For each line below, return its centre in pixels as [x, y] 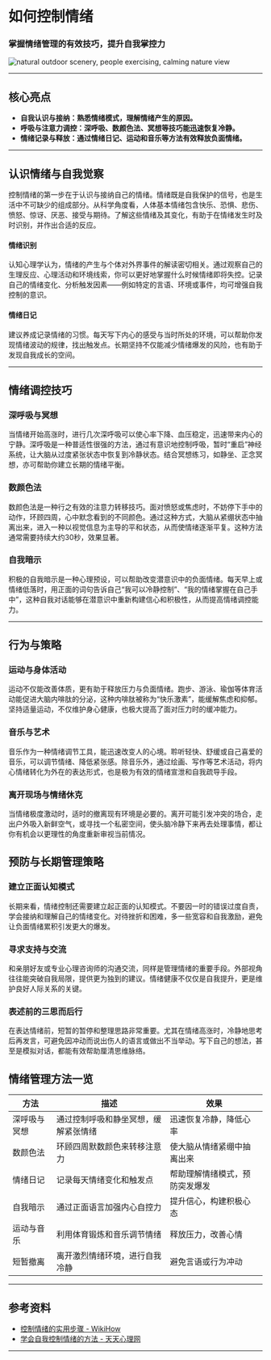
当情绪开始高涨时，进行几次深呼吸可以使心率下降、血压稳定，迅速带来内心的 [135, 434]
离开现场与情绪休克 [46, 795]
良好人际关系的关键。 [50, 989]
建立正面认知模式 [42, 887]
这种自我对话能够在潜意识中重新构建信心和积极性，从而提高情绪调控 [139, 599]
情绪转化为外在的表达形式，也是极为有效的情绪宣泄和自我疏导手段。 [128, 771]
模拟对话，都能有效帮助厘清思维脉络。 [86, 1051]
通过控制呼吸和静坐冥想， [105, 1119]
